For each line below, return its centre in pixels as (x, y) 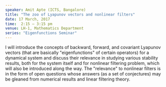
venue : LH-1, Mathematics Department (44, 28)
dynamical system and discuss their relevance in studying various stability (82, 58)
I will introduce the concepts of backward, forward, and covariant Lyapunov (83, 47)
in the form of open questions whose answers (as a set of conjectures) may (83, 74)
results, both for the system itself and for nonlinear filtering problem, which (82, 63)
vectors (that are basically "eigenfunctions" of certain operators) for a (77, 52)
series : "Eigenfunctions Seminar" (41, 33)
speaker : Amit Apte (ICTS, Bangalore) (45, 10)
